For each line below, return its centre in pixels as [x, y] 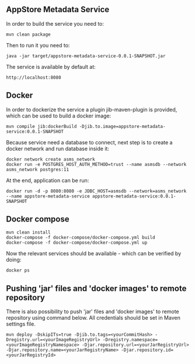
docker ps [18, 271]
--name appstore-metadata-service [48, 196]
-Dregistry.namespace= [130, 340]
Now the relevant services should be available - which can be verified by [94, 254]
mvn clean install [28, 233]
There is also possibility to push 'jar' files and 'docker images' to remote [93, 311]
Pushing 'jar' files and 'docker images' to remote [96, 288]
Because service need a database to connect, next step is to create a [89, 142]
